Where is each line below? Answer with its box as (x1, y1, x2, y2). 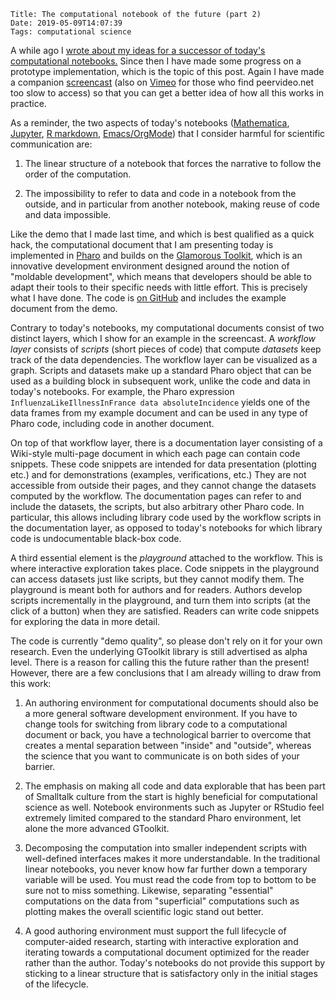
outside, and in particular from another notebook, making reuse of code (24, 198, 320, 210)
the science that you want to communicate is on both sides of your (24, 750, 300, 762)
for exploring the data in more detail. (10, 616, 161, 627)
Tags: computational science (10, 27, 132, 37)
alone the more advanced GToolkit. (24, 823, 170, 834)
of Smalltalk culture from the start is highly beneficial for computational (24, 791, 318, 802)
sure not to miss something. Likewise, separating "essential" (24, 885, 274, 896)
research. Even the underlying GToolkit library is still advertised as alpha (10, 646, 308, 657)
